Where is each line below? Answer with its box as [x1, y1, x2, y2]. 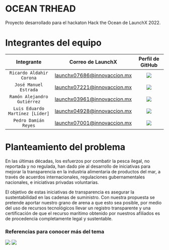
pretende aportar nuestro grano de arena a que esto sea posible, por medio [5, 199, 162, 205]
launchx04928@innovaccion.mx [54, 107, 132, 114]
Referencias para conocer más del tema [5, 228, 105, 235]
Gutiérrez [17, 99, 41, 104]
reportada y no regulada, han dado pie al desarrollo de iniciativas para [5, 163, 151, 169]
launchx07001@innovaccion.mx [54, 119, 132, 126]
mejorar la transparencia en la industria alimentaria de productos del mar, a [5, 168, 161, 174]
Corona [21, 75, 37, 81]
